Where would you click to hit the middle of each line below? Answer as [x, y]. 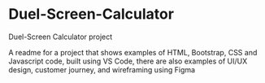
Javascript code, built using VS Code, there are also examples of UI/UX [128, 61]
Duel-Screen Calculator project [61, 37]
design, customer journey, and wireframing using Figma [102, 69]
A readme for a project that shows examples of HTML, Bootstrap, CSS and [133, 52]
